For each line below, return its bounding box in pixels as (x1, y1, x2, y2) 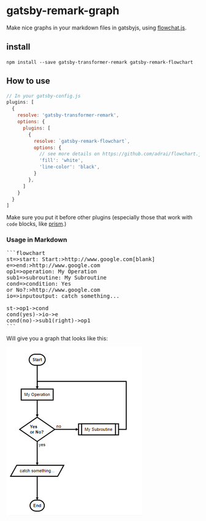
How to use (6, 76, 50, 86)
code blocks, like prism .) (6, 220, 67, 227)
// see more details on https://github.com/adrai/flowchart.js (39, 151, 204, 157)
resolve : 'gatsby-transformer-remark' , (17, 112, 120, 118)
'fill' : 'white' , (39, 158, 84, 164)
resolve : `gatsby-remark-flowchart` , (33, 138, 131, 144)
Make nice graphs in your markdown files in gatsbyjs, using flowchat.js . (6, 24, 187, 31)
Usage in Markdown (6, 235, 67, 244)
